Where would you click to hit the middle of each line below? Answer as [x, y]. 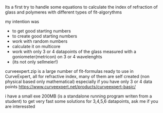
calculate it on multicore [36, 46]
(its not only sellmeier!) [35, 62]
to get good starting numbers [42, 31]
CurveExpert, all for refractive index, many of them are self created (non [77, 76]
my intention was [22, 22]
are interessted [20, 106]
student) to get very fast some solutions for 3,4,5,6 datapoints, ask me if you [82, 101]
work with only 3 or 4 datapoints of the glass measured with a [74, 51]
